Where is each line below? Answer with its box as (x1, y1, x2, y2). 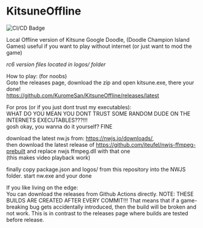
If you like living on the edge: (6, 184, 79, 191)
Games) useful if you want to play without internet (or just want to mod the (6, 42, 192, 50)
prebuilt (6, 147, 26, 155)
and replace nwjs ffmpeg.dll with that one (27, 147, 130, 155)
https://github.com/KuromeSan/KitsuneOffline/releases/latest (6, 92, 159, 99)
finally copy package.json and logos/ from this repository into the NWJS (6, 166, 186, 173)
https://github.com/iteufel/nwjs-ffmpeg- (96, 141, 196, 148)
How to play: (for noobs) (6, 72, 67, 79)
